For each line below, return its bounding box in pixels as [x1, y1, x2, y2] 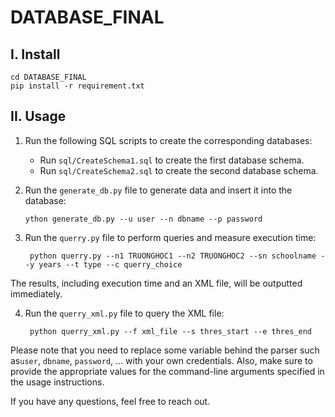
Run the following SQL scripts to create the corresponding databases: [24, 134, 313, 146]
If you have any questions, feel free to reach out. [10, 395, 211, 407]
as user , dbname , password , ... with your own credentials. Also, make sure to [10, 354, 313, 366]
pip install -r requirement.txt [10, 81, 145, 91]
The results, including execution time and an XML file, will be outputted [10, 277, 303, 289]
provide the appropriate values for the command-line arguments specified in [10, 365, 325, 377]
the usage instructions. [10, 376, 105, 388]
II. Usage [10, 108, 67, 125]
